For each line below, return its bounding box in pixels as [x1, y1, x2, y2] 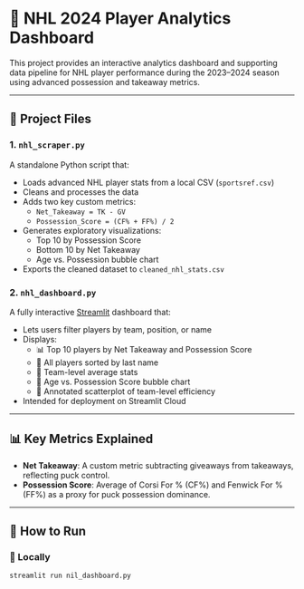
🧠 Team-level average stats [35, 366, 138, 377]
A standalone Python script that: [9, 159, 129, 170]
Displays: [22, 333, 57, 344]
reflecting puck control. [22, 469, 110, 480]
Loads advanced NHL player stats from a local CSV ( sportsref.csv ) [22, 177, 274, 188]
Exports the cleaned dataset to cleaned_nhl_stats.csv [22, 263, 224, 275]
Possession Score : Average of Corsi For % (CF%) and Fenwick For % [22, 479, 283, 490]
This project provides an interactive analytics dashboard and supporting [9, 57, 278, 68]
